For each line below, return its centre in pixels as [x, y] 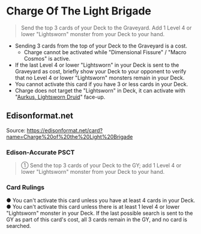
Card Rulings [25, 187]
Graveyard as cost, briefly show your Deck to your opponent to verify [100, 71]
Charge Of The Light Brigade [79, 11]
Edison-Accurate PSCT [40, 152]
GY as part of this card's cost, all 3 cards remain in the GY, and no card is [97, 220]
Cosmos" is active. [47, 58]
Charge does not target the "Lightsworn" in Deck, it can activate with [100, 90]
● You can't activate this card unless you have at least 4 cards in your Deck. [101, 200]
